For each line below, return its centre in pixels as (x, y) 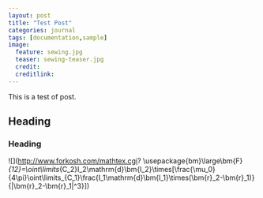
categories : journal (42, 30)
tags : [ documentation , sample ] (58, 37)
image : (19, 45)
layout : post (30, 15)
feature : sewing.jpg (49, 52)
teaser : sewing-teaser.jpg (60, 60)
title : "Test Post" (40, 23)
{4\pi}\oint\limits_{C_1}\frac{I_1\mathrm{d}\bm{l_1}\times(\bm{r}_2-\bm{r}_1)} (131, 177)
